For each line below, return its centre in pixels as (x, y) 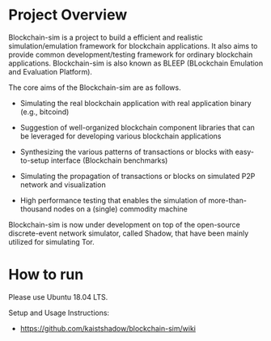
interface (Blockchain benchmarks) (109, 160)
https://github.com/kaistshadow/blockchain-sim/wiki (108, 328)
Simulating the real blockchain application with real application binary (136, 103)
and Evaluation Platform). (51, 71)
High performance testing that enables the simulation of (113, 200)
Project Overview (68, 15)
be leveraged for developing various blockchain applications (121, 136)
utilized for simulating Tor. (51, 241)
